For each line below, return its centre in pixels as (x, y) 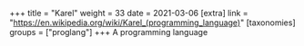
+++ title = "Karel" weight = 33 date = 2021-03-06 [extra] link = (129, 13)
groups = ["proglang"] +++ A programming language (109, 32)
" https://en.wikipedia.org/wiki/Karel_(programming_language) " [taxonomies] (152, 23)
